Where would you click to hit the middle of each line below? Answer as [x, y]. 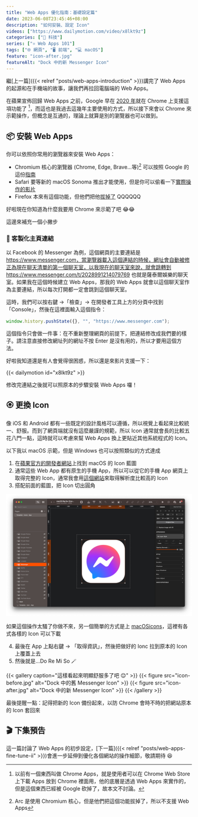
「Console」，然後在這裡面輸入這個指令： [56, 309]
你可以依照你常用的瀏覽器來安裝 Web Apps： [61, 154]
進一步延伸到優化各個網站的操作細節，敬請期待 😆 [112, 756]
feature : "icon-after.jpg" [39, 56]
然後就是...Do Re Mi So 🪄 [45, 661]
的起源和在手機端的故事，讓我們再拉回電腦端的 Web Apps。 [79, 88]
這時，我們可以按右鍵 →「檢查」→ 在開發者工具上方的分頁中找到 [85, 302]
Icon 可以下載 [44, 634]
